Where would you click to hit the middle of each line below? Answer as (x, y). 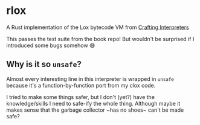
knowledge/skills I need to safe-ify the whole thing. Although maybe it (93, 103)
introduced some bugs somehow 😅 (51, 45)
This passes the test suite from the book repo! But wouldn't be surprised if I (100, 39)
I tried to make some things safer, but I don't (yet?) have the (81, 97)
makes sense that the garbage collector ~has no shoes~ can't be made (95, 110)
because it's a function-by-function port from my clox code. (81, 85)
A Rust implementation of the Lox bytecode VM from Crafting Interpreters (98, 27)
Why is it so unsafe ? (44, 64)
